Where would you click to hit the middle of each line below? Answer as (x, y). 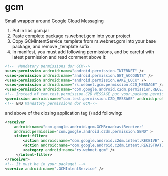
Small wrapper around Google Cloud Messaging (54, 21)
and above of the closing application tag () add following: (64, 113)
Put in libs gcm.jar (31, 30)
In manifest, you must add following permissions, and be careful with (83, 52)
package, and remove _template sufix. (52, 46)
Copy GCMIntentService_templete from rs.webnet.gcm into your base (84, 41)
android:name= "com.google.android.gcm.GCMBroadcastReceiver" (79, 127)
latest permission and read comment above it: (59, 57)
